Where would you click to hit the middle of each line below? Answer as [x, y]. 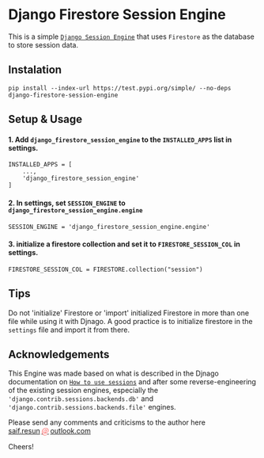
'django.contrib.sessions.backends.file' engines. [92, 407]
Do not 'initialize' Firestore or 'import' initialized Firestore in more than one [129, 313]
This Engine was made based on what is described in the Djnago [113, 373]
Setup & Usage [45, 119]
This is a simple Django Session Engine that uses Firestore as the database [131, 36]
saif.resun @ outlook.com [49, 431]
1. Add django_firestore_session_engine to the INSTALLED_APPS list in [120, 139]
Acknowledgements [59, 354]
